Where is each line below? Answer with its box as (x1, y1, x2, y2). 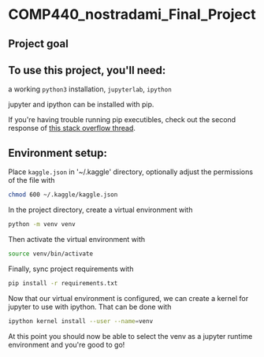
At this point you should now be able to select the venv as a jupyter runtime (8, 331, 253, 340)
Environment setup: (8, 146, 108, 159)
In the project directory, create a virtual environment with (8, 205, 193, 214)
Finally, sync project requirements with (8, 264, 134, 273)
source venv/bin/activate (8, 250, 93, 258)
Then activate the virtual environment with (8, 234, 146, 244)
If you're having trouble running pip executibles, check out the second (8, 115, 236, 125)
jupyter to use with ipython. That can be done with (8, 302, 172, 311)
